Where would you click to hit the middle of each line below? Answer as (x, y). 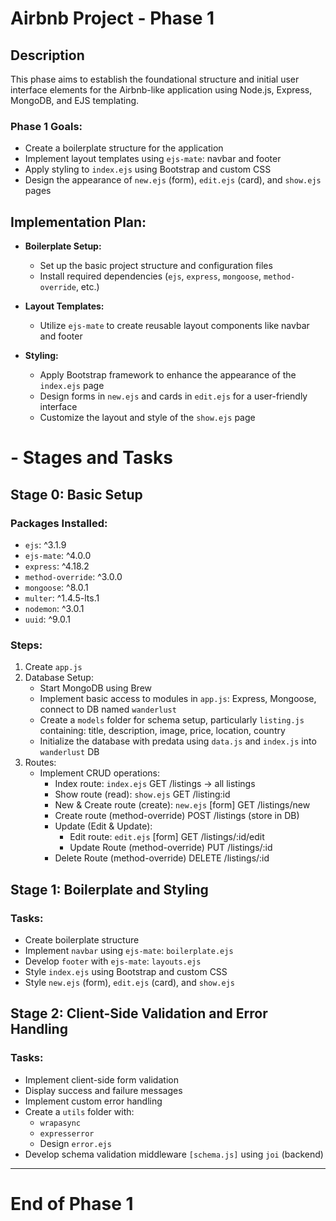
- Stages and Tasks (91, 458)
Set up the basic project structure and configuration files (156, 266)
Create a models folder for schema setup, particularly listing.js (172, 720)
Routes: (40, 763)
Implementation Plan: (78, 222)
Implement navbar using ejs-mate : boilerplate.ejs (129, 950)
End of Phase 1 (72, 1203)
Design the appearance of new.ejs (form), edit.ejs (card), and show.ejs (173, 180)
